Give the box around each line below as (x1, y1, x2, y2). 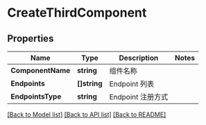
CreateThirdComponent (7, 5, 147, 21)
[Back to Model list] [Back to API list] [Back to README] (7, 110, 166, 119)
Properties (7, 33, 54, 44)
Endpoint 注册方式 (109, 92, 169, 101)
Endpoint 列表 (109, 79, 155, 88)
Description (119, 53, 159, 62)
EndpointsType (10, 92, 62, 101)
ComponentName (10, 66, 71, 75)
